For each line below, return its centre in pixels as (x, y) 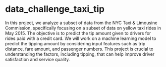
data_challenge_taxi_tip (55, 9)
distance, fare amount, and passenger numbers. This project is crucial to (79, 49)
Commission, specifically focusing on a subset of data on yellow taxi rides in (83, 28)
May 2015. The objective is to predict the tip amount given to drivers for (78, 33)
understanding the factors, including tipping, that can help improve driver (80, 54)
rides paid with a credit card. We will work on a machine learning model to (81, 38)
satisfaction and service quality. (38, 59)
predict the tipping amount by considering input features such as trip (75, 43)
